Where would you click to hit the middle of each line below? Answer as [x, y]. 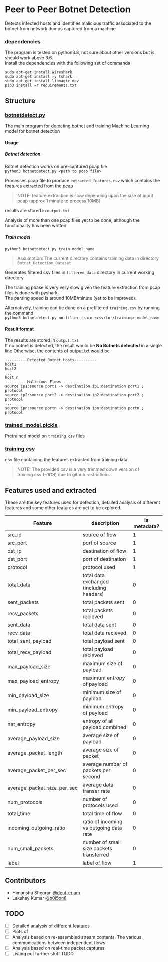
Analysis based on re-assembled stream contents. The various [77, 937]
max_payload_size [29, 667]
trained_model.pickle [32, 425]
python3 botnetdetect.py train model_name [50, 249]
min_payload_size [28, 695]
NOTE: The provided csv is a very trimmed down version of [78, 469]
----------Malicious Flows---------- [44, 382]
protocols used [100, 805]
